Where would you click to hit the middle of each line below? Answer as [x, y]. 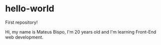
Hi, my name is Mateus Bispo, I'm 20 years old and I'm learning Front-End [81, 32]
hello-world [30, 9]
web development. [24, 37]
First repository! [22, 22]
